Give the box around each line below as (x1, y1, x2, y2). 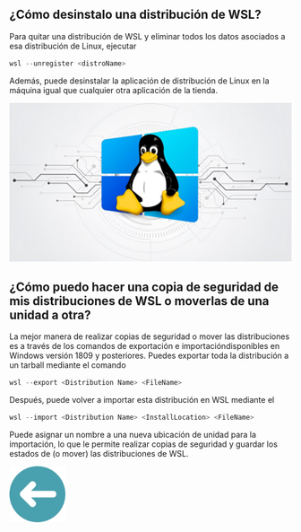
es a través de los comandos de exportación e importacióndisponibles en (9, 341, 280, 351)
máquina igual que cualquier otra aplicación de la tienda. (9, 84, 218, 95)
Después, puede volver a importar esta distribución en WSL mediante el (9, 394, 275, 405)
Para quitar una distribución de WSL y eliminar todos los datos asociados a (9, 31, 286, 41)
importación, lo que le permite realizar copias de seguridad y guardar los (9, 439, 278, 449)
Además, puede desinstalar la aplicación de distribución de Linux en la (9, 75, 271, 86)
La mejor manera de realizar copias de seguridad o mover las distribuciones (9, 331, 290, 342)
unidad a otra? (9, 307, 91, 322)
